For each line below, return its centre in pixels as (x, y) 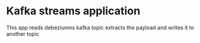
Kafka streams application (73, 11)
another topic (23, 33)
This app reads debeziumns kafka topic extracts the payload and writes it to (100, 27)
